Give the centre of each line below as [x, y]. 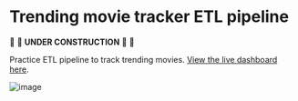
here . [19, 69]
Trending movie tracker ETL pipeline [149, 17]
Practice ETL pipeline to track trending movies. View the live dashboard [144, 59]
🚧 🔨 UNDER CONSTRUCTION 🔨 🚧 [72, 42]
